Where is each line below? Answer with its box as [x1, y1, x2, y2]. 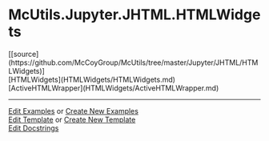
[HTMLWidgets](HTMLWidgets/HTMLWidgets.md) [8, 75, 176, 84]
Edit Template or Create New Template [8, 115, 136, 124]
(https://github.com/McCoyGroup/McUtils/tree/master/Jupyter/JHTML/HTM [8, 58, 259, 67]
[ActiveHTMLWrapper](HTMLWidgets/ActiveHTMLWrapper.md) [8, 83, 219, 93]
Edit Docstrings [8, 123, 59, 133]
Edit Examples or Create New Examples [8, 106, 139, 115]
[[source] [8, 49, 39, 58]
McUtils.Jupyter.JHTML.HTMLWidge [8, 6, 261, 24]
